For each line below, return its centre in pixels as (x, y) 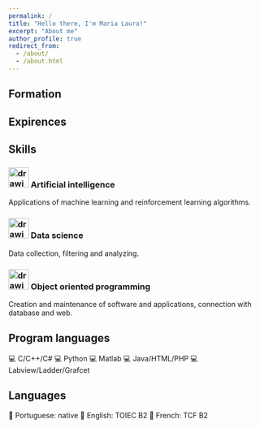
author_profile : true (45, 39)
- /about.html (39, 62)
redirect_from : (34, 46)
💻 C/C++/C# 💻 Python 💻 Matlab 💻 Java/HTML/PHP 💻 (103, 358)
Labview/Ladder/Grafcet (49, 370)
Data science (57, 236)
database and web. (41, 313)
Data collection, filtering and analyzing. (74, 253)
